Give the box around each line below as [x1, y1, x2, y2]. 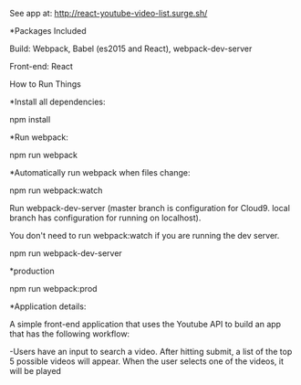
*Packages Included [9, 26, 87, 36]
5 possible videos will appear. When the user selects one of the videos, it [9, 356, 285, 367]
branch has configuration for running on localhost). [9, 212, 202, 223]
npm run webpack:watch [9, 185, 103, 196]
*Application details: [9, 301, 87, 312]
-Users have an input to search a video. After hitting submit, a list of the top [9, 347, 293, 357]
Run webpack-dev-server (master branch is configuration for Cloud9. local [9, 203, 290, 213]
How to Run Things [9, 79, 82, 90]
